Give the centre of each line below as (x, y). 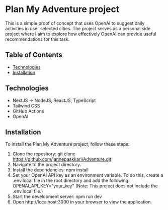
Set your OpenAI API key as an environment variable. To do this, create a (88, 175)
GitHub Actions (28, 111)
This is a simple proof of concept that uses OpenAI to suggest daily (75, 23)
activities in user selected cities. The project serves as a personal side (78, 28)
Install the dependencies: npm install (51, 170)
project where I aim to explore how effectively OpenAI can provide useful (81, 34)
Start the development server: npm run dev (57, 196)
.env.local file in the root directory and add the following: (71, 181)
